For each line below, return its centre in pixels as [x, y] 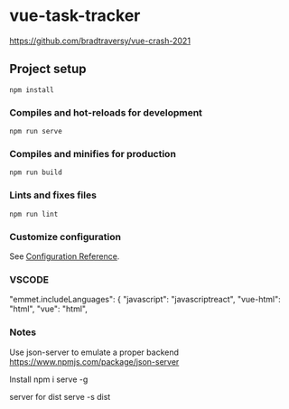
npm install [32, 90]
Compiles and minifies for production [93, 153]
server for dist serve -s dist [60, 396]
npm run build [36, 172]
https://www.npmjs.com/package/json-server [94, 361]
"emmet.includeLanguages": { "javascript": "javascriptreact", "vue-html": [145, 300]
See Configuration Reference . [65, 256]
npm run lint [34, 214]
